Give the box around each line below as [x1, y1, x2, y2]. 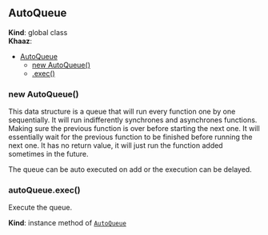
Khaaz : [8, 36, 33, 46]
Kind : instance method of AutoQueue [8, 218, 126, 228]
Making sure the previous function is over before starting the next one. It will [8, 124, 260, 133]
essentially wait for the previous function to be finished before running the [8, 132, 253, 142]
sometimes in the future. [8, 149, 90, 159]
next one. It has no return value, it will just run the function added [8, 141, 223, 150]
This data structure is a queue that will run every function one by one [8, 107, 236, 117]
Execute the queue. [8, 203, 73, 213]
